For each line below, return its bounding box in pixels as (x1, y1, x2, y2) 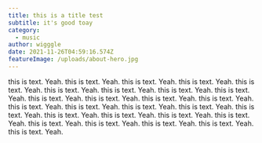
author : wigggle (8, 41, 61, 49)
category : (8, 26, 41, 34)
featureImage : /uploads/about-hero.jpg (8, 56, 139, 64)
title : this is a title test (8, 11, 104, 20)
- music (15, 33, 41, 42)
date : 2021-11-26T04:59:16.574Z (8, 48, 114, 56)
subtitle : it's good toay (8, 19, 93, 27)
